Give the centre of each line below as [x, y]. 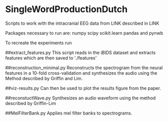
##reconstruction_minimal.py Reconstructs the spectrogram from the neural [84, 68]
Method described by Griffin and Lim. [44, 78]
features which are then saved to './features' [51, 58]
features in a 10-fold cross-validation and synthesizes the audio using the [81, 73]
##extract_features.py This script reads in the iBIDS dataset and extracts [80, 52]
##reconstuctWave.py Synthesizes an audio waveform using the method [80, 98]
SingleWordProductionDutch [66, 9]
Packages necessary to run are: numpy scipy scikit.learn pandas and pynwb [84, 33]
